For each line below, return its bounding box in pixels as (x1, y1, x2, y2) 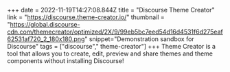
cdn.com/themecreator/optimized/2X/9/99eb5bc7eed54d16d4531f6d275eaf (7, 27, 223, 36)
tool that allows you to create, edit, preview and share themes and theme (7, 49, 214, 58)
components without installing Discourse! (7, 57, 124, 64)
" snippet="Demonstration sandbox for (84, 35, 194, 43)
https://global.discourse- (10, 21, 80, 28)
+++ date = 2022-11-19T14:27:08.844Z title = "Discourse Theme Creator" (7, 6, 215, 14)
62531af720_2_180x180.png (7, 35, 85, 43)
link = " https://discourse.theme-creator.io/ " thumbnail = (7, 13, 165, 21)
